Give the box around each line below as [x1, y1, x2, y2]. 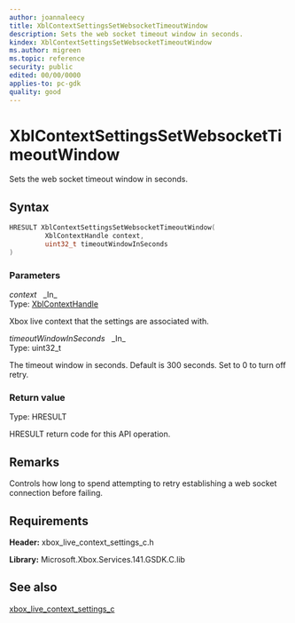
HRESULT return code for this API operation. [9, 428, 171, 440]
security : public [9, 63, 74, 72]
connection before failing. [9, 488, 104, 499]
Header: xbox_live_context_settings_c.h [9, 537, 155, 547]
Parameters [9, 268, 60, 281]
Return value [9, 391, 66, 403]
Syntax [9, 199, 50, 214]
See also [9, 579, 58, 595]
